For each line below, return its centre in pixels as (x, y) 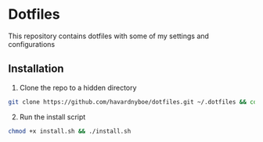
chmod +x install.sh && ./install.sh (70, 131)
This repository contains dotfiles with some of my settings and (109, 36)
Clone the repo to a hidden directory (78, 87)
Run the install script (52, 117)
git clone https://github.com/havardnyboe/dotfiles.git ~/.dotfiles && (127, 102)
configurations (32, 44)
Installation (36, 69)
